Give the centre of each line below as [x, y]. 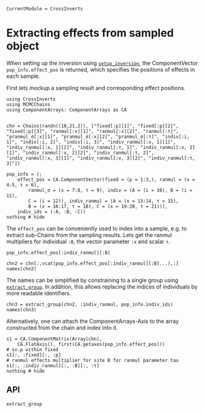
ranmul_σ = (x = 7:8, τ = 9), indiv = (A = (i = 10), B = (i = [110, 190]
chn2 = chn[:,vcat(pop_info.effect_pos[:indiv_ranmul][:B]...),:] [93, 263]
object [23, 46]
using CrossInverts [31, 99]
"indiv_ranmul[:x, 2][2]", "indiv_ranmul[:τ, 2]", [88, 153]
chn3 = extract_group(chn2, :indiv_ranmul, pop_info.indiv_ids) [90, 304]
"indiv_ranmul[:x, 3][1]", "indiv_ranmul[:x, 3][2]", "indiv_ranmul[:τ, [101, 158]
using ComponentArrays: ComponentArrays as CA [67, 110]
